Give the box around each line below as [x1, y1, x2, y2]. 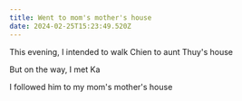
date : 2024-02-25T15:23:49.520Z [9, 22, 131, 31]
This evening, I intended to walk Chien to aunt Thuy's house [9, 46, 234, 57]
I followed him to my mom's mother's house [9, 81, 173, 92]
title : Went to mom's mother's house [9, 13, 152, 23]
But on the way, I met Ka [9, 64, 101, 75]
